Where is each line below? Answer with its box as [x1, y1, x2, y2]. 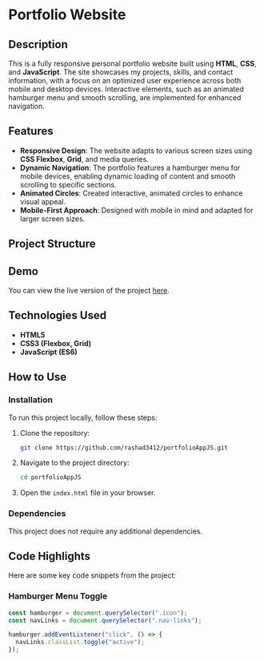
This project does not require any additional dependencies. [8, 526, 203, 536]
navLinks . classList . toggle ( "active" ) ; [15, 639, 146, 647]
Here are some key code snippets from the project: [8, 570, 177, 580]
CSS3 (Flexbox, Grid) [19, 338, 92, 348]
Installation [8, 394, 54, 405]
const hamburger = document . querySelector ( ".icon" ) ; [8, 609, 188, 617]
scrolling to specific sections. [19, 179, 117, 189]
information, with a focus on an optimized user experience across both [8, 76, 242, 85]
